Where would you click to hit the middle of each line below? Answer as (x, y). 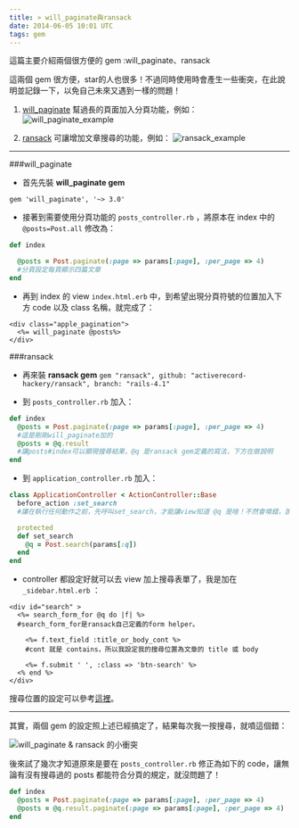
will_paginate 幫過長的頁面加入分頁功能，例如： (109, 110)
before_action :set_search (67, 503)
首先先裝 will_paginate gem (73, 183)
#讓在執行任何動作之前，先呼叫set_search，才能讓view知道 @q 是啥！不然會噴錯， (151, 511)
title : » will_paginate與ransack (70, 17)
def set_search (45, 536)
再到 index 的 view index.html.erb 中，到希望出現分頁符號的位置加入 (148, 296)
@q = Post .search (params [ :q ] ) (81, 544)
